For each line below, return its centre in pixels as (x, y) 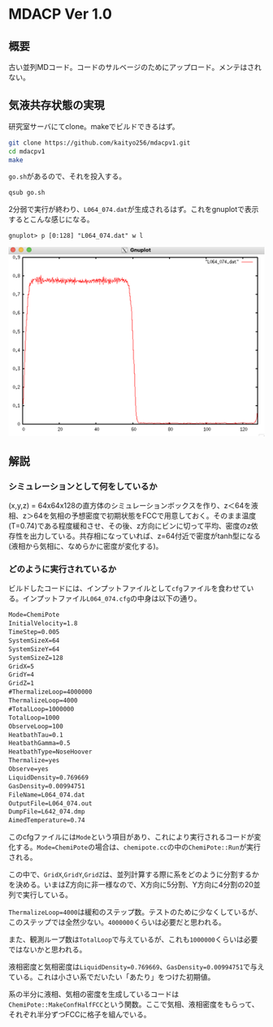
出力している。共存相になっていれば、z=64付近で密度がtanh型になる (145, 536)
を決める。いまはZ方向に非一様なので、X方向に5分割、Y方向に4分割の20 (131, 885)
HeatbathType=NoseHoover (50, 752)
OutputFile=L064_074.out (50, 803)
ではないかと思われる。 (48, 950)
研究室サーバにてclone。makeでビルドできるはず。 (94, 126)
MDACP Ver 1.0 (60, 14)
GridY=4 (22, 675)
